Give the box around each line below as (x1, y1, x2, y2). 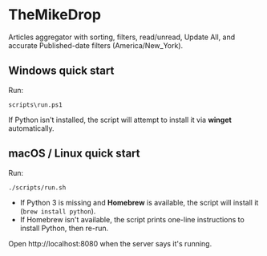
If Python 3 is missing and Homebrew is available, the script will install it (19, 197, 259, 207)
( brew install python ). (19, 206, 96, 216)
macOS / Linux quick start (8, 147, 140, 161)
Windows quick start (8, 64, 115, 78)
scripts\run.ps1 (8, 100, 63, 109)
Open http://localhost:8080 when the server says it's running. (8, 238, 212, 248)
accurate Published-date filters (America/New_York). (8, 40, 184, 50)
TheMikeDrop (8, 6, 102, 24)
